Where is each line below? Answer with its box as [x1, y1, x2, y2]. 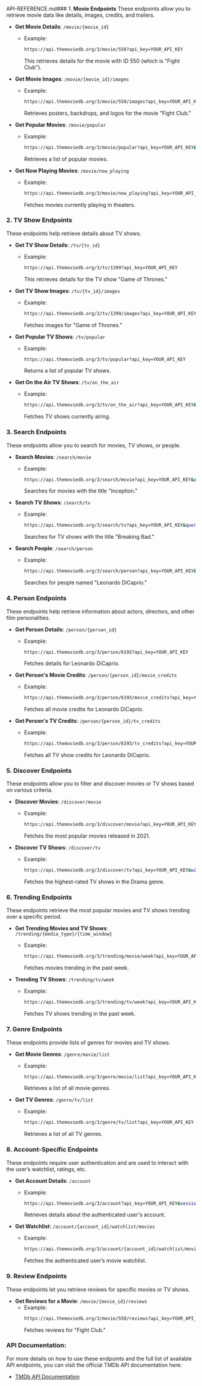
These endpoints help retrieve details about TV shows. [6, 230, 142, 237]
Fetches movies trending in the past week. [23, 964, 129, 972]
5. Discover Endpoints [6, 767, 72, 775]
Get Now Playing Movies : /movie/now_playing [14, 167, 129, 174]
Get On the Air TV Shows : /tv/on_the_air [14, 379, 120, 386]
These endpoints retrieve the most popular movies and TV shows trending [6, 907, 191, 914]
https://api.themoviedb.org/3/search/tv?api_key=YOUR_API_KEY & [23, 523, 186, 529]
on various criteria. [6, 787, 53, 794]
